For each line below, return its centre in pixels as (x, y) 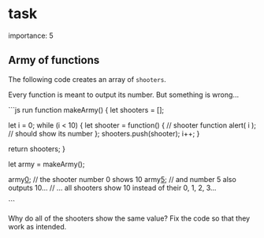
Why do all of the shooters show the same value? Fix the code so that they (129, 218)
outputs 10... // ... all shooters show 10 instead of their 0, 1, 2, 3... (112, 188)
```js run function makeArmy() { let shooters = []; (86, 110)
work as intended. (37, 226)
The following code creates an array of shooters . (87, 79)
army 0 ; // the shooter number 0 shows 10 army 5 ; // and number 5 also (122, 179)
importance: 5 (31, 35)
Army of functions (54, 60)
